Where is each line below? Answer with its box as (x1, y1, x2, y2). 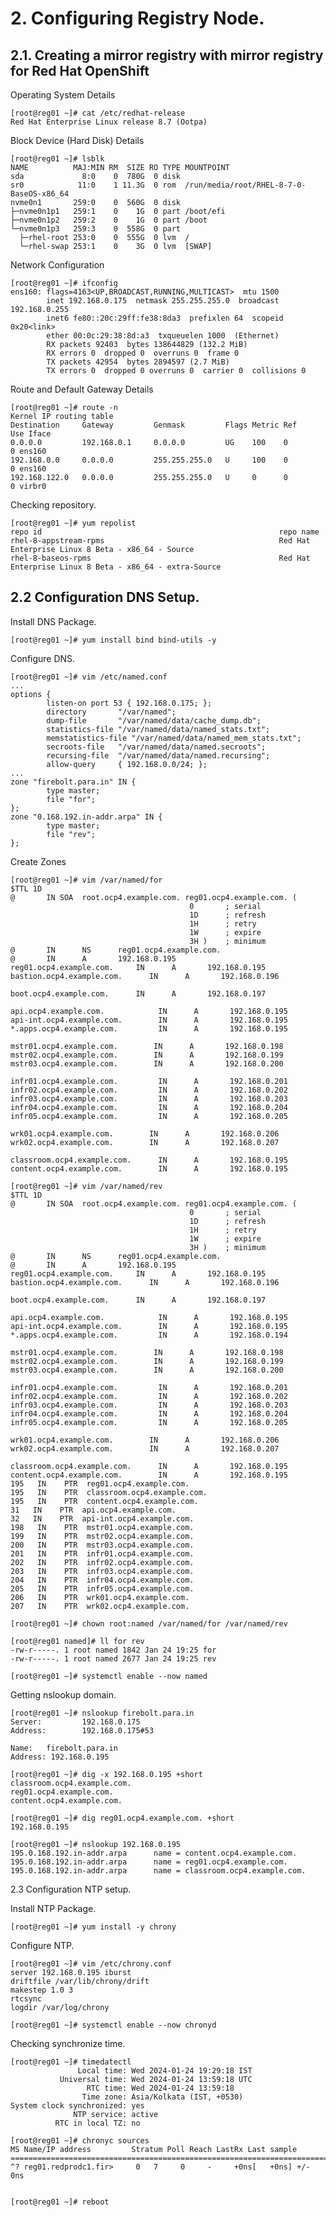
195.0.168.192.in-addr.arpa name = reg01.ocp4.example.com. (10, 1857, 288, 1867)
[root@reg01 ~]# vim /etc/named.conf (10, 672, 168, 682)
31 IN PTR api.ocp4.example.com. (10, 1505, 177, 1515)
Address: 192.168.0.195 (10, 1752, 110, 1762)
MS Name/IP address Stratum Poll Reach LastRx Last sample (10, 2144, 298, 2154)
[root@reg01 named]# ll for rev (10, 1636, 145, 1646)
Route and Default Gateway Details (10, 383, 154, 395)
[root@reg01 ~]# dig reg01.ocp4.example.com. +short (10, 1813, 235, 1823)
